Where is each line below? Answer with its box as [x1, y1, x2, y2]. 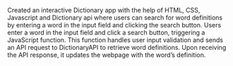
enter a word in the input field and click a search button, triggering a [7, 28, 205, 37]
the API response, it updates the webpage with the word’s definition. [7, 51, 206, 59]
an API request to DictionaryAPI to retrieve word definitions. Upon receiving [7, 44, 227, 51]
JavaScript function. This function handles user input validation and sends [7, 36, 224, 44]
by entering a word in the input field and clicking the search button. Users [7, 21, 222, 29]
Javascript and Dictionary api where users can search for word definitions [7, 13, 223, 22]
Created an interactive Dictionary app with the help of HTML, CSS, [7, 6, 201, 14]
